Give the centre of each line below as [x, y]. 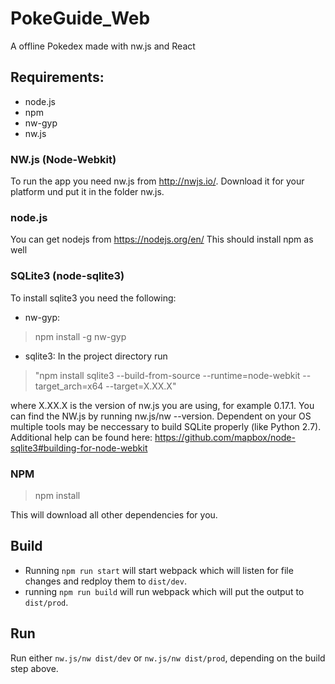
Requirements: [57, 77]
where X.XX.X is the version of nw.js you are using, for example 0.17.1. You [162, 405]
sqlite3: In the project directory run [96, 356]
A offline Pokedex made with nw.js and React [103, 46]
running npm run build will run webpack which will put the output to [164, 591]
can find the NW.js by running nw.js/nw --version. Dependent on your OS [161, 416]
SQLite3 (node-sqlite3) [67, 276]
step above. [34, 668]
